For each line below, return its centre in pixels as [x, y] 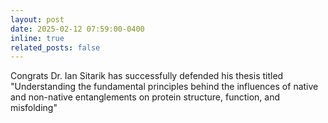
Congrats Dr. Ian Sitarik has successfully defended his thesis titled [147, 76]
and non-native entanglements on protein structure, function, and [145, 97]
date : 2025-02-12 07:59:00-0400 [77, 29]
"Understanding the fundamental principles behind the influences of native [164, 87]
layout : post [37, 19]
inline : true [37, 38]
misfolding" [34, 108]
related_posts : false [55, 47]
